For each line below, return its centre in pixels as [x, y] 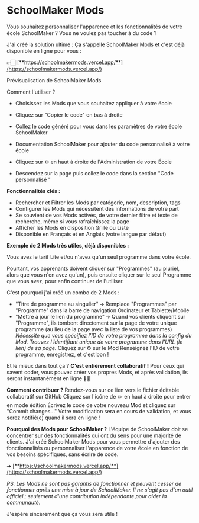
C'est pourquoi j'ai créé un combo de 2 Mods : [63, 292]
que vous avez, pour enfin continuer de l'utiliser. [65, 281]
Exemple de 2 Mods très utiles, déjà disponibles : [68, 245]
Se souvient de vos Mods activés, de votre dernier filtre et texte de [96, 215]
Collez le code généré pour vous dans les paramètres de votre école [99, 126]
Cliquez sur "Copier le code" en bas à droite [69, 115]
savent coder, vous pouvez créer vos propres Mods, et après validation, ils [97, 372]
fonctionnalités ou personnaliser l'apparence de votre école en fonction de [97, 448]
